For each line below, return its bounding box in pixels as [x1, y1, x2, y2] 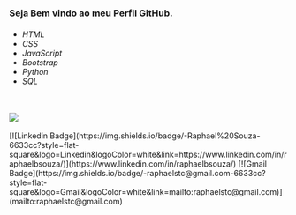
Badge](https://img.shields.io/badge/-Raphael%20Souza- [49, 130, 261, 141]
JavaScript [21, 48, 63, 58]
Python [21, 66, 49, 77]
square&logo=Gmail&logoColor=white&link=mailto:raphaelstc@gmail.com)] [9, 187, 283, 197]
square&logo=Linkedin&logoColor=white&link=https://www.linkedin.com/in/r [9, 149, 287, 160]
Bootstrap [21, 56, 59, 68]
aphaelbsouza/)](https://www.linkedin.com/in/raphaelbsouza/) [9, 159, 237, 169]
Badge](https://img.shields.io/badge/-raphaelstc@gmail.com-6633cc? [9, 168, 267, 179]
